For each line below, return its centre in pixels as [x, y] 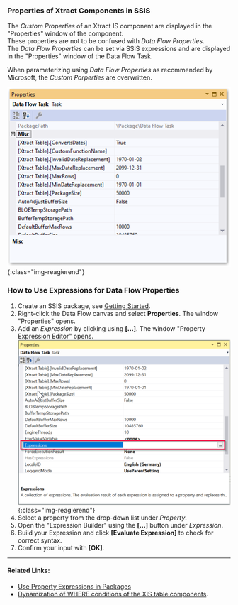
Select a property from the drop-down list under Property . [102, 518]
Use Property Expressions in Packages [74, 586]
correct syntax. [40, 540]
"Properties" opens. [46, 321]
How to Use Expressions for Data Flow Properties [93, 290]
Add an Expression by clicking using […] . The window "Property [111, 328]
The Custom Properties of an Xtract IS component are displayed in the [110, 26]
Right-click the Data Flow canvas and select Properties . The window [118, 313]
